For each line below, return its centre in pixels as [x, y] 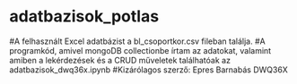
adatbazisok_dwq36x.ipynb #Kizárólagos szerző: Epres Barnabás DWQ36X [149, 70]
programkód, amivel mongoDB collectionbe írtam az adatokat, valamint [140, 50]
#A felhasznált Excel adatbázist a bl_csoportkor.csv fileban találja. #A [138, 41]
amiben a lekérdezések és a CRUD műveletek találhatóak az [120, 60]
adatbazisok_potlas [84, 17]
